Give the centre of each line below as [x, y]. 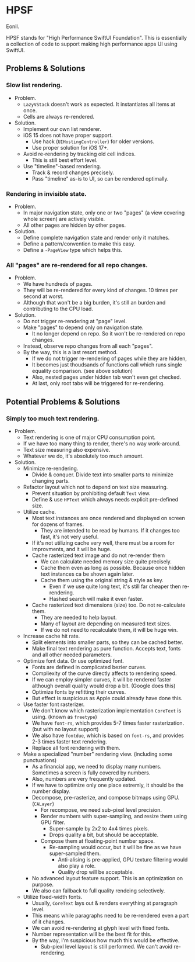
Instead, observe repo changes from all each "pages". [88, 346]
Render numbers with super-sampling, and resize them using [114, 816]
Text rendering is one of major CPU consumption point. [89, 437]
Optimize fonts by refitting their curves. [79, 692]
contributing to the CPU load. [58, 309]
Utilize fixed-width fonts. [53, 897]
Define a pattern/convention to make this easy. [79, 244]
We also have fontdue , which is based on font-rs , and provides [108, 735]
